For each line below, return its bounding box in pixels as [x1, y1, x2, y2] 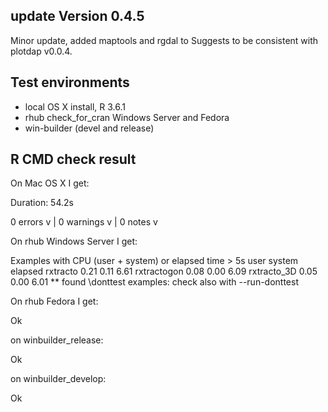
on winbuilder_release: [10, 334, 104, 346]
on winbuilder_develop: [10, 373, 107, 385]
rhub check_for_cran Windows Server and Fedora [24, 111, 230, 123]
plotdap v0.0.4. [10, 45, 73, 57]
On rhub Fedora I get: [10, 295, 99, 308]
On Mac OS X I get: [10, 177, 90, 189]
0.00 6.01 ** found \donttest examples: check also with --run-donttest [10, 276, 299, 288]
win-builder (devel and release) [24, 122, 155, 134]
